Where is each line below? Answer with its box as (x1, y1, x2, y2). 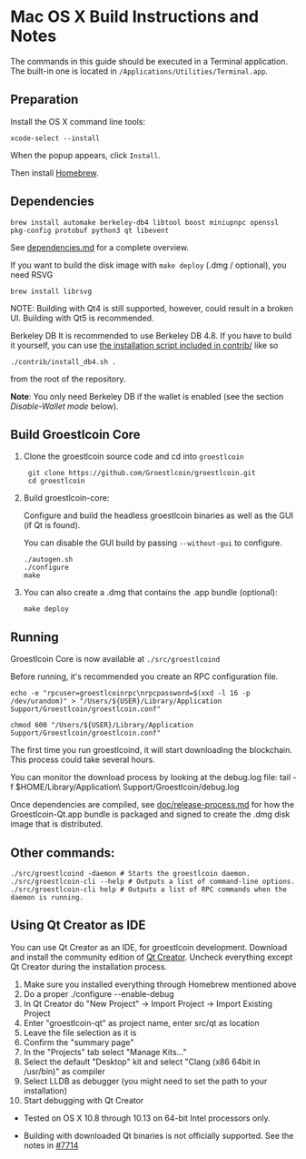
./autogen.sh (23, 555, 74, 564)
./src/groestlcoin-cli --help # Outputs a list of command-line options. (10, 877, 296, 886)
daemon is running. (10, 893, 84, 902)
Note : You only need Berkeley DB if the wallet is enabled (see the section (10, 391, 284, 402)
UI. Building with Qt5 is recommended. (10, 312, 154, 323)
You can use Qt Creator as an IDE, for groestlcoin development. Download (10, 941, 288, 952)
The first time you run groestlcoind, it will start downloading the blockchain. (10, 745, 293, 756)
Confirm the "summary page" (23, 1036, 134, 1048)
